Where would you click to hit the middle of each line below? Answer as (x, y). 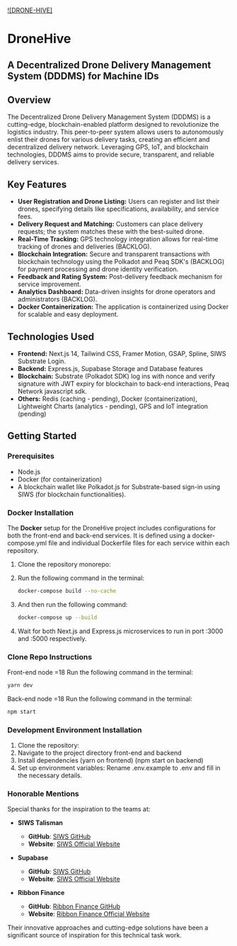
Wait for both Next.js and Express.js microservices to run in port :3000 (120, 631)
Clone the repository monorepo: (64, 564)
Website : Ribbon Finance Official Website (89, 914)
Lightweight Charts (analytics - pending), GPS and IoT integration (113, 406)
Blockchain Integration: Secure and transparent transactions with (114, 254)
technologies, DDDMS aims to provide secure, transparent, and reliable (111, 154)
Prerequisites (31, 456)
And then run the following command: (73, 604)
